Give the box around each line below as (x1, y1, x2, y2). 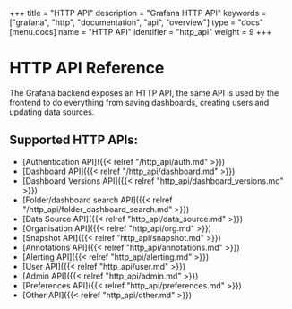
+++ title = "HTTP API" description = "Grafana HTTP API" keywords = (9, 8, 267, 18)
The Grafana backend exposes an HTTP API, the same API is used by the (9, 87, 279, 98)
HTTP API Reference (9, 58, 165, 79)
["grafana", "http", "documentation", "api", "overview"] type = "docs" (9, 17, 264, 28)
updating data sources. (9, 107, 95, 117)
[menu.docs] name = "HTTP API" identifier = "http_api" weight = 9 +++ (9, 27, 272, 37)
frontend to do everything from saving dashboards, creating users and (9, 97, 270, 107)
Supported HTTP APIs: (9, 133, 139, 148)
